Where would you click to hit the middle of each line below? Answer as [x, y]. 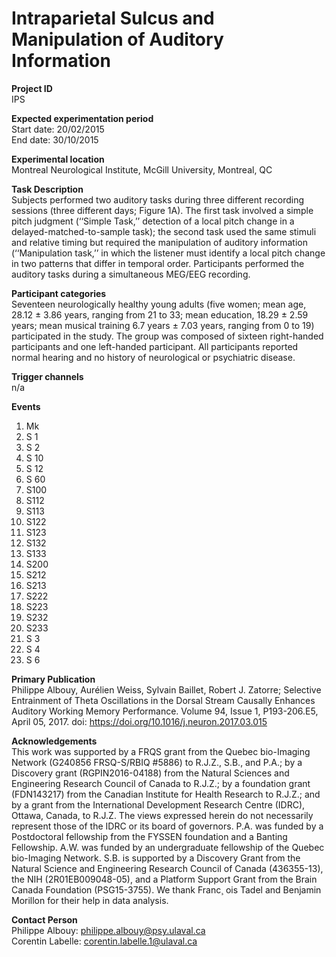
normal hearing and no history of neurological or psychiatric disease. [153, 357]
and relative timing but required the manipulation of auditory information [159, 242]
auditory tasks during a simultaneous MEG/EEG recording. [131, 274]
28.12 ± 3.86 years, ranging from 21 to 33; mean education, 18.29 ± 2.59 [160, 314]
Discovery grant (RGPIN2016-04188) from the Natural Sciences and [150, 773]
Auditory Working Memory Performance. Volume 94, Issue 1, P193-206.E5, [165, 711]
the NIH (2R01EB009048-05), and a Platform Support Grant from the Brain [164, 879]
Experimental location [58, 159]
